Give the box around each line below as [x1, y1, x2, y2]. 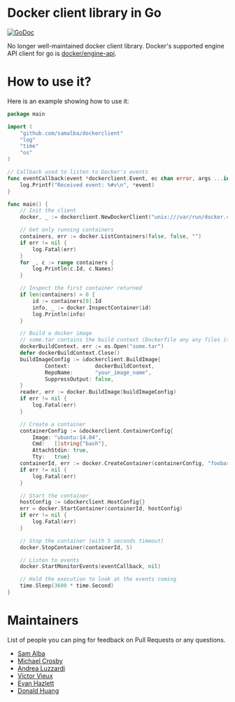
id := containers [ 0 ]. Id [32, 297, 101, 304]
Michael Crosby [17, 656, 63, 665]
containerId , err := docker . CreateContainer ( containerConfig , [20, 460, 205, 467]
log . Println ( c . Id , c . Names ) [32, 265, 114, 273]
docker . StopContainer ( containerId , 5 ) [20, 544, 133, 551]
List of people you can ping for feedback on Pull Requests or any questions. [7, 635, 226, 644]
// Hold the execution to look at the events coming [20, 576, 177, 583]
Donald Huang [17, 686, 59, 695]
